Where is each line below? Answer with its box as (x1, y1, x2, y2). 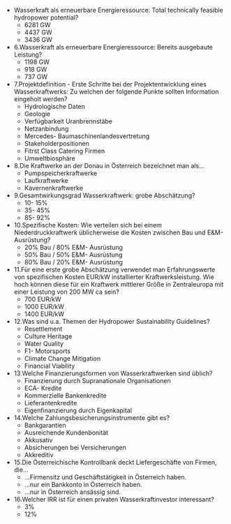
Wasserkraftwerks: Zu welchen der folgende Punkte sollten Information (13, 87, 219, 96)
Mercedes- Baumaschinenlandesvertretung (24, 132, 150, 140)
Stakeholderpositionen (24, 140, 89, 147)
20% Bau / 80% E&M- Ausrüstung (24, 244, 124, 251)
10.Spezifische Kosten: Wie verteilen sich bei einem (13, 221, 163, 229)
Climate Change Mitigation (24, 354, 101, 362)
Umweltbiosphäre (24, 154, 75, 163)
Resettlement (24, 324, 63, 333)
